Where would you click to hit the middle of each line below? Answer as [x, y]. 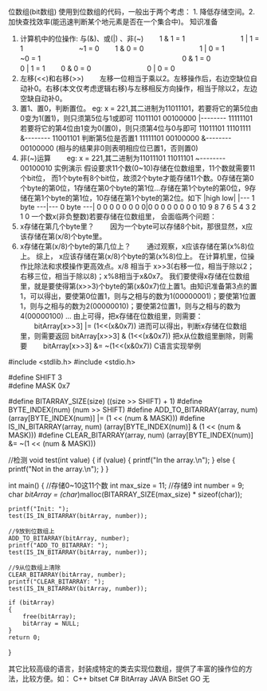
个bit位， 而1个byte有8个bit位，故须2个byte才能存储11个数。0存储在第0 [137, 178]
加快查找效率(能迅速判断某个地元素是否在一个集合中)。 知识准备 [113, 22]
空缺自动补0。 [43, 98]
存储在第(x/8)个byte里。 [67, 236]
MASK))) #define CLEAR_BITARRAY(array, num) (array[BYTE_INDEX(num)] [131, 435]
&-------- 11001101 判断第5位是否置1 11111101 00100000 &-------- [126, 138]
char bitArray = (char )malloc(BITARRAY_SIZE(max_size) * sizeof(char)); [126, 494]
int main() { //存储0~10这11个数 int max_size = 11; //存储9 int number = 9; [126, 485]
